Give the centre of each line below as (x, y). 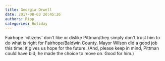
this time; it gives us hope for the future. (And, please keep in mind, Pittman (82, 48)
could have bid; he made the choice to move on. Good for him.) (70, 54)
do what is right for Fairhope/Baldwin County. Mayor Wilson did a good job (81, 43)
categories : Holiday (27, 24)
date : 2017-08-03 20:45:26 (33, 14)
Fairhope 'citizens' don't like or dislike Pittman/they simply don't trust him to (82, 38)
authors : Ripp (20, 19)
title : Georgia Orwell (28, 10)
